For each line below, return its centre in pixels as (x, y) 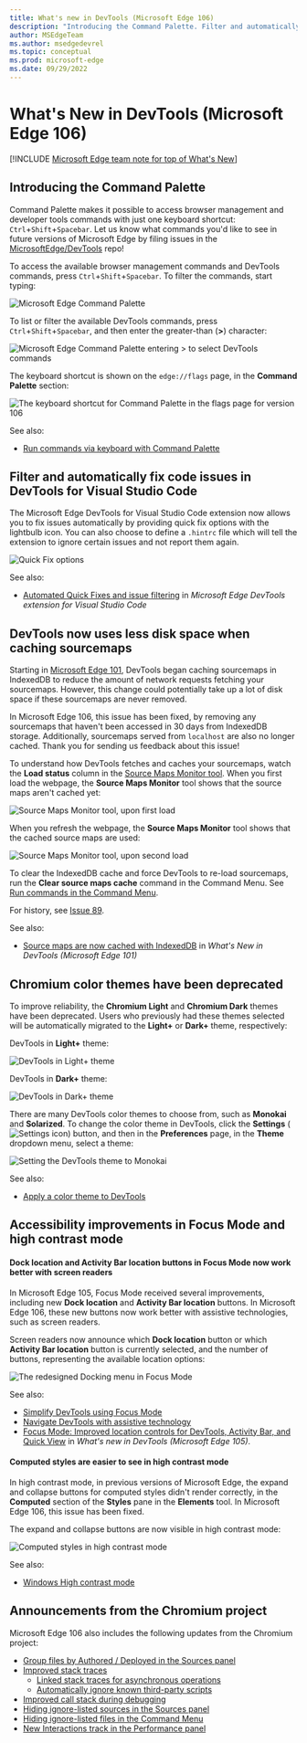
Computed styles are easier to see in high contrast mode (119, 1462)
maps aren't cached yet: (55, 793)
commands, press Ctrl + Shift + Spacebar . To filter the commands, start (141, 276)
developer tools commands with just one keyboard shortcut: (122, 219)
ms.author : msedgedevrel (57, 43)
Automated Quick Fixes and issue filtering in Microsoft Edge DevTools (154, 596)
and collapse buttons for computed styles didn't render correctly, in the (144, 1492)
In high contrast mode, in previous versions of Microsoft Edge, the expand (149, 1482)
